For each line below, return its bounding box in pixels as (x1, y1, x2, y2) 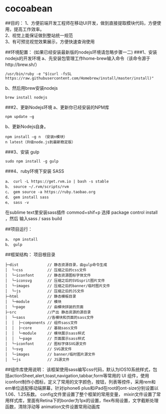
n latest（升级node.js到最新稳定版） (5, 139, 76, 144)
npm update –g (5, 114, 35, 119)
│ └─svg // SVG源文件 (5, 347, 72, 352)
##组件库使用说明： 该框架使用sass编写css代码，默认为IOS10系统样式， (5, 366, 153, 372)
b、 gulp (5, 242, 22, 247)
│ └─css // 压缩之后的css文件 (5, 267, 87, 273)
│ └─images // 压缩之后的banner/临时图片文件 (5, 283, 111, 288)
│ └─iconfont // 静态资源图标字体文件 (5, 273, 91, 278)
